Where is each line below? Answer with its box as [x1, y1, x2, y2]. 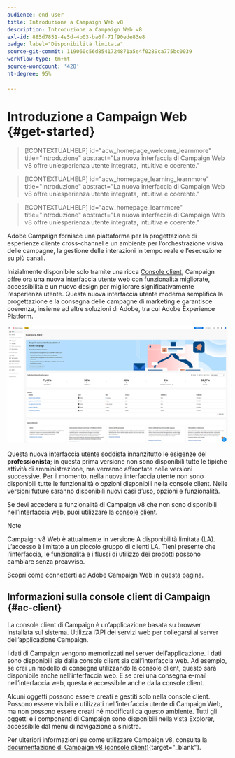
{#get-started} [7, 123, 96, 139]
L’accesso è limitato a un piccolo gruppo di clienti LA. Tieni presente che [7, 542, 216, 550]
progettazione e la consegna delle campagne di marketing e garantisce [7, 297, 213, 306]
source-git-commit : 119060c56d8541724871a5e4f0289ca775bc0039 [7, 48, 192, 55]
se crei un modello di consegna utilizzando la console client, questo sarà [7, 664, 217, 672]
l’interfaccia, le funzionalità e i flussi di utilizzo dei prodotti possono [7, 550, 201, 558]
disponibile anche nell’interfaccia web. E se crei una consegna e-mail [7, 671, 207, 680]
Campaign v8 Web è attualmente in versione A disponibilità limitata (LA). [7, 535, 215, 543]
